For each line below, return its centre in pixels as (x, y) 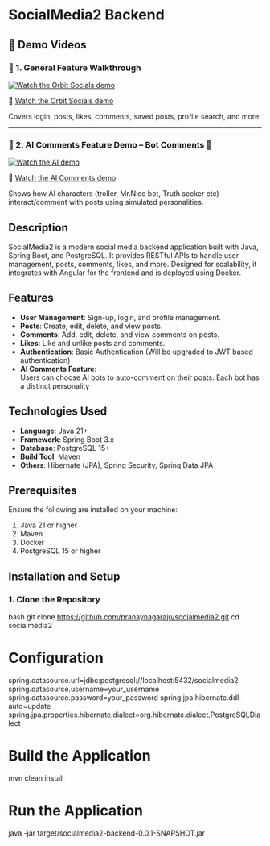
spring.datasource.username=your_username (84, 689)
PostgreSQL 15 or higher (60, 551)
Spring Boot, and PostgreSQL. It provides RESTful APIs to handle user (124, 255)
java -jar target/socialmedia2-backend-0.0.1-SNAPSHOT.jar (107, 833)
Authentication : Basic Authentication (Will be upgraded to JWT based (136, 352)
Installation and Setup (64, 576)
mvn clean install (36, 778)
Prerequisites (43, 490)
